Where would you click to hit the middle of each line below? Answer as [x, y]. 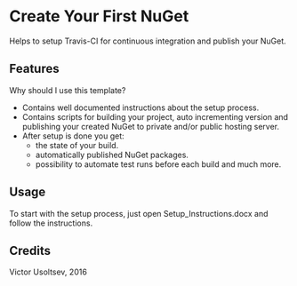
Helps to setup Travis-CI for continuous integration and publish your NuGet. [148, 41]
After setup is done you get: [73, 136]
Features [34, 69]
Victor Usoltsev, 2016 [48, 272]
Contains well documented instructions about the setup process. [140, 107]
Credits [30, 250]
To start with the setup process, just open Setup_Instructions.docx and [139, 213]
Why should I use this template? [68, 90]
